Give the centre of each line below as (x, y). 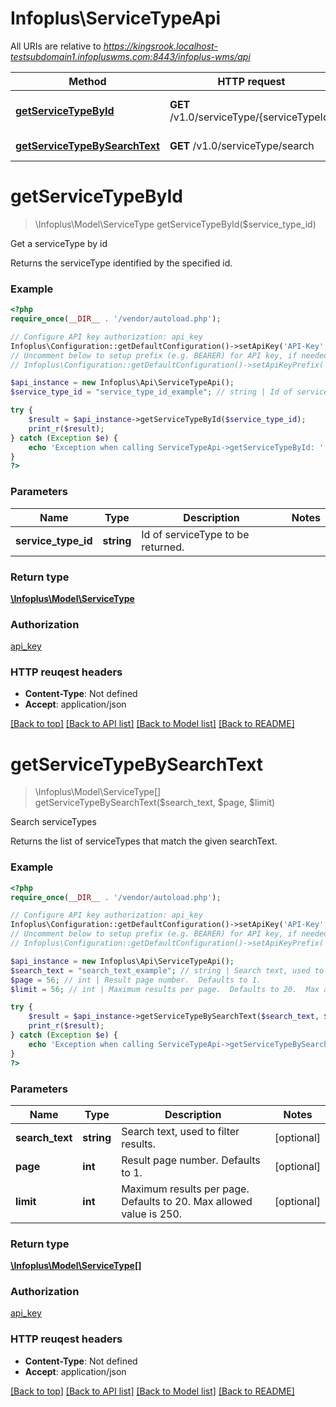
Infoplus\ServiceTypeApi (116, 18)
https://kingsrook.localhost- (160, 46)
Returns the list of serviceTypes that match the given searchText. (144, 841)
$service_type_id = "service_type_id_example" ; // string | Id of (151, 392)
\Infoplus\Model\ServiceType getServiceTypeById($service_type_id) (175, 224)
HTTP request (251, 81)
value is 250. (152, 1214)
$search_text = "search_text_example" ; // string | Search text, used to (167, 970)
